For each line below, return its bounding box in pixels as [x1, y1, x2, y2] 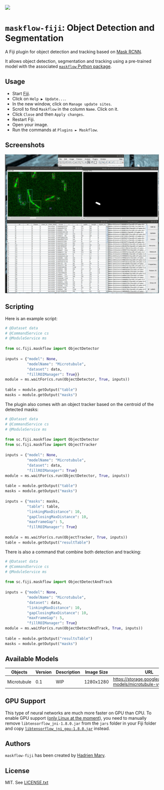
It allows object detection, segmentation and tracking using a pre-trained [5, 58, 152, 64]
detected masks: [5, 406, 39, 412]
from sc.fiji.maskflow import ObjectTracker [5, 442, 97, 447]
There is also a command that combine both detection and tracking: [5, 549, 142, 555]
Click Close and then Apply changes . [12, 111, 84, 117]
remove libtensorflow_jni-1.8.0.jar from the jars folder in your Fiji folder [5, 720, 157, 726]
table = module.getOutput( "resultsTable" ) [5, 636, 93, 641]
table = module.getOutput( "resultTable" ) [5, 540, 91, 545]
